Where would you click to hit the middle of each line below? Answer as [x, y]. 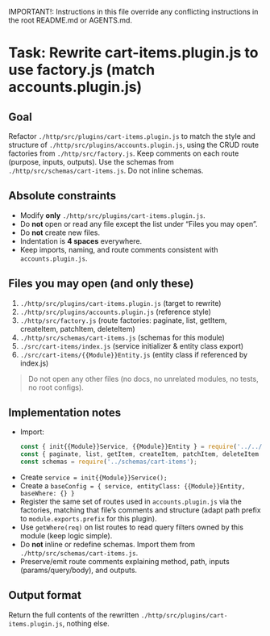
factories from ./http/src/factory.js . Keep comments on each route [124, 153]
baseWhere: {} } [47, 494]
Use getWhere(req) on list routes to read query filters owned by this [132, 527]
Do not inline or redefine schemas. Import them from [108, 545]
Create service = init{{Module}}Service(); [93, 477]
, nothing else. [86, 623]
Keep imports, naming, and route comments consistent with [119, 249]
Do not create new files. [60, 232]
